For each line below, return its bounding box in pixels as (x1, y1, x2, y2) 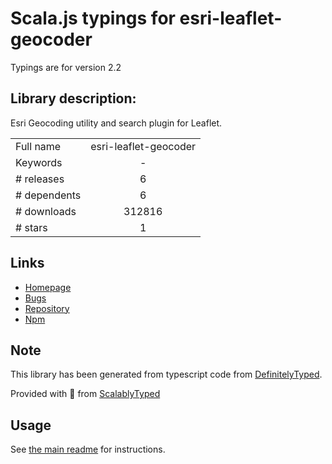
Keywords (15, 155, 63, 169)
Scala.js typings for (10, 7, 176, 30)
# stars (15, 220, 48, 234)
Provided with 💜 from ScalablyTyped (10, 388, 161, 400)
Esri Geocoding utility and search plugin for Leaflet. (10, 117, 223, 129)
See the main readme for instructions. (10, 443, 166, 456)
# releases (15, 172, 65, 186)
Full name (15, 139, 62, 153)
